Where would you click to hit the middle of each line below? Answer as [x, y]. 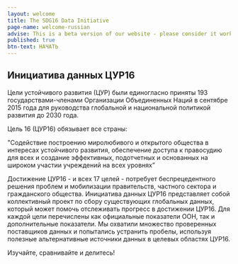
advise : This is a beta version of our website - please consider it [112, 34]
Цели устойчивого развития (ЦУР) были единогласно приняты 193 [108, 92]
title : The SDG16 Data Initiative [58, 21]
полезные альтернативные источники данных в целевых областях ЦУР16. [119, 239]
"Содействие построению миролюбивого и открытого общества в [108, 142]
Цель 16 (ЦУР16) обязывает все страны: [67, 129]
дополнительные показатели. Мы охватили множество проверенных [112, 224]
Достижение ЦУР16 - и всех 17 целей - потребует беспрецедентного [112, 178]
